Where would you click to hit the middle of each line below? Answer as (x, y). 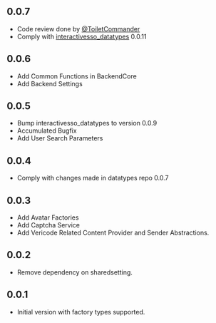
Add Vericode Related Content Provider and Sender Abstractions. (113, 233)
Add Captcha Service (48, 225)
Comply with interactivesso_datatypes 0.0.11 (82, 36)
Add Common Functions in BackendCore (77, 76)
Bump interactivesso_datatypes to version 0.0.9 (87, 123)
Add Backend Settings (50, 83)
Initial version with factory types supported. (81, 312)
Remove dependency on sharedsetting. (75, 272)
